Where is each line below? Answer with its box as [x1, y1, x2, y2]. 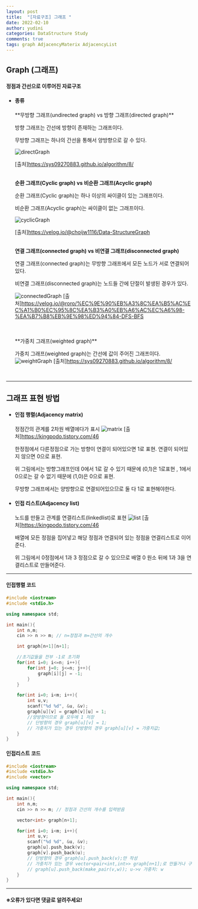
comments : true [6, 36, 44, 42]
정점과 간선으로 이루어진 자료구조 [6, 82, 81, 89]
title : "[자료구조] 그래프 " [6, 14, 72, 20]
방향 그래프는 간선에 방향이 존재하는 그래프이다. [14, 124, 124, 131]
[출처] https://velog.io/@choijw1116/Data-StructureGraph [14, 229, 150, 236]
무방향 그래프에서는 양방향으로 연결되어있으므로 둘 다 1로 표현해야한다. [14, 485, 176, 492]
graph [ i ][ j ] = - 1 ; [37, 670, 83, 677]
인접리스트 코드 [6, 749, 41, 757]
